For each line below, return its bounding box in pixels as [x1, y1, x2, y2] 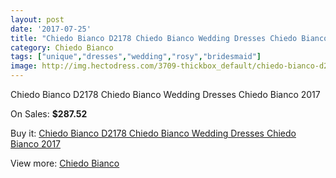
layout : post [10, 14, 65, 25]
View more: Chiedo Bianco [10, 157, 120, 169]
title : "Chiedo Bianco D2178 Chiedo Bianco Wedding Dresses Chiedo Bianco [10, 33, 329, 43]
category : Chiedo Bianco [10, 42, 114, 53]
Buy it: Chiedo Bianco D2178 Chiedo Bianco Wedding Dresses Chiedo [10, 127, 297, 139]
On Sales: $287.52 [10, 108, 88, 120]
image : [10, 61, 38, 71]
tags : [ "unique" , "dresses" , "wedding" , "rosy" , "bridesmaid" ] [10, 52, 262, 62]
